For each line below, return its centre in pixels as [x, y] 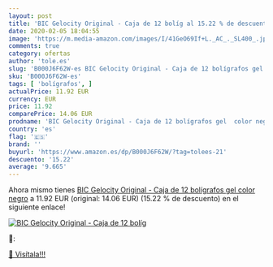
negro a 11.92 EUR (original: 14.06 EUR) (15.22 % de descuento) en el [123, 199]
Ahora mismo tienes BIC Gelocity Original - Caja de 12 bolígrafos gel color [132, 190]
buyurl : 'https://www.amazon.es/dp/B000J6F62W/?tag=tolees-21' [118, 152]
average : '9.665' [38, 167]
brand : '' [25, 144]
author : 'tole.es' [39, 62]
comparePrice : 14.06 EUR [50, 114]
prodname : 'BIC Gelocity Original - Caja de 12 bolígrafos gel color [130, 122]
